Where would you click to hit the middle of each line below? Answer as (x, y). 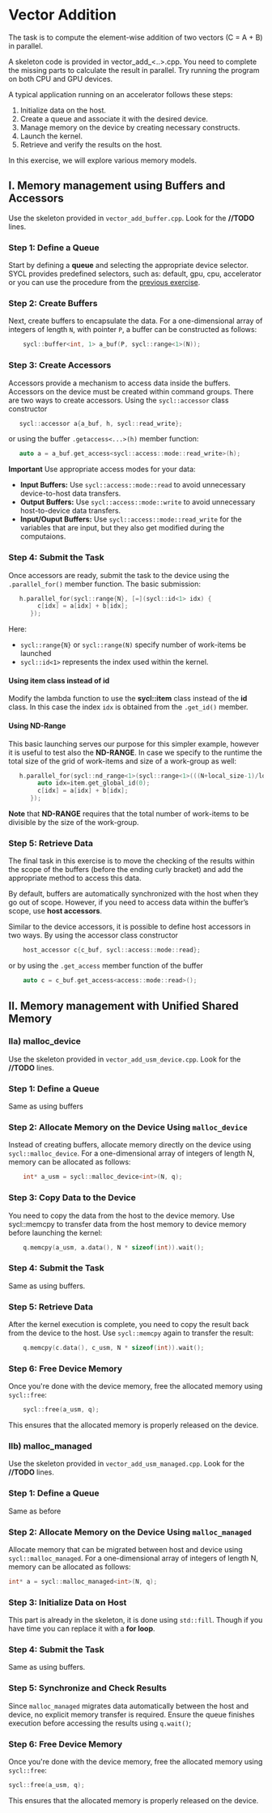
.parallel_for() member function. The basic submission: (104, 584)
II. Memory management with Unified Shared (123, 1006)
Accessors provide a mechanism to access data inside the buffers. (119, 383)
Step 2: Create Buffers (53, 303)
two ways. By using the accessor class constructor (93, 935)
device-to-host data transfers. (70, 494)
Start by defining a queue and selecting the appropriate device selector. (128, 266)
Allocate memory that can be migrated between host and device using (125, 1549)
